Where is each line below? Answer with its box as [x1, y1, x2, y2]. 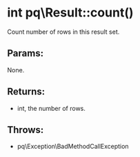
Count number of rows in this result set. [7, 28, 120, 36]
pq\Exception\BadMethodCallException [17, 143, 129, 151]
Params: [7, 48, 43, 59]
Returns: [7, 86, 46, 98]
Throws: [7, 124, 44, 136]
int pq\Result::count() [7, 5, 134, 21]
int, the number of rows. [17, 104, 86, 112]
